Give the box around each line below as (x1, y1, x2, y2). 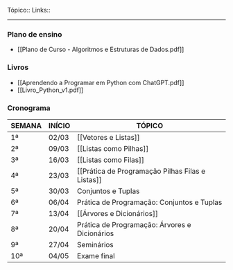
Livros (7, 62, 29, 72)
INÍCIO (48, 120, 71, 130)
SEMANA (10, 120, 42, 130)
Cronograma (7, 103, 51, 113)
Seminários (77, 240, 114, 249)
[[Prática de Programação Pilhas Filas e (77, 166, 206, 176)
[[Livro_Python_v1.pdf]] (17, 86, 84, 94)
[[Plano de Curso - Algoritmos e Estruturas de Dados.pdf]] (17, 45, 184, 54)
